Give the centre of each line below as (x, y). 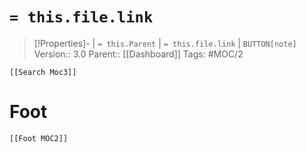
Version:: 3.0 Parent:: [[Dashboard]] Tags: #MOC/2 (138, 54)
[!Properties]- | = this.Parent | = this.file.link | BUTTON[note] (165, 43)
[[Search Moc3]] (43, 72)
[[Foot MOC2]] (39, 138)
